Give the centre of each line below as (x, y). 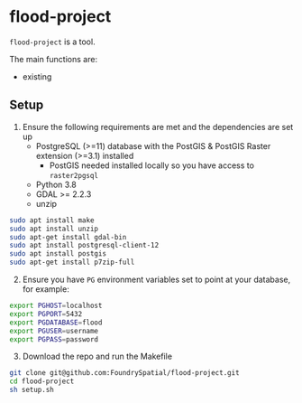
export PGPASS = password (54, 339)
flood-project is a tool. (53, 42)
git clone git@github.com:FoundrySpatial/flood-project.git (125, 373)
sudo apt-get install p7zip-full (72, 262)
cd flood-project (42, 381)
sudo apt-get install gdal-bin (68, 237)
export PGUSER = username (54, 331)
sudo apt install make (52, 220)
